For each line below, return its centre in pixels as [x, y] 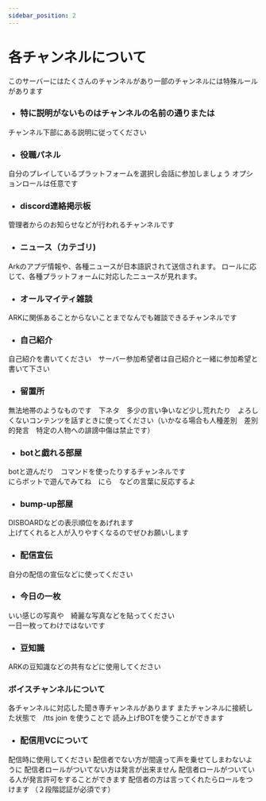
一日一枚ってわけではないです [57, 625]
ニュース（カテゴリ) [58, 247]
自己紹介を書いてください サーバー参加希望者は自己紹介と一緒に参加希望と [133, 359]
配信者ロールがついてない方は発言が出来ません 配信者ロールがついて [136, 769]
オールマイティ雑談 [56, 299]
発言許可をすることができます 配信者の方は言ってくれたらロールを [137, 779]
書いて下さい [29, 369]
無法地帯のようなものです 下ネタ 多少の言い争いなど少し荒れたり [120, 410]
